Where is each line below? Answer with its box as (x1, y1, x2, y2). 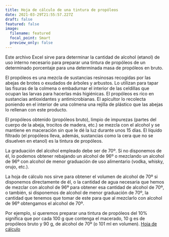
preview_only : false (10, 40, 53, 45)
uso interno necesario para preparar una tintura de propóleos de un (5, 59, 146, 66)
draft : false (5, 17, 33, 22)
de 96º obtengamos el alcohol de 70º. (5, 200, 85, 206)
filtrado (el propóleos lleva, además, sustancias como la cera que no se (5, 132, 153, 139)
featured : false (5, 21, 39, 27)
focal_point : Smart (10, 36, 51, 41)
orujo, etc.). (5, 163, 29, 169)
